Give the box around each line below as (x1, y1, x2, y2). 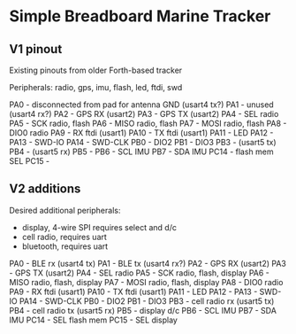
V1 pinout (9, 42, 63, 57)
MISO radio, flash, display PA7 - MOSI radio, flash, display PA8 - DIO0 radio (9, 276, 284, 287)
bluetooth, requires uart (21, 241, 109, 252)
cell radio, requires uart (21, 231, 108, 242)
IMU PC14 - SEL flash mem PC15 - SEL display (9, 315, 178, 325)
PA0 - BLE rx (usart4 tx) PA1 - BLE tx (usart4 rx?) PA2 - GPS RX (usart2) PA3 (9, 258, 287, 268)
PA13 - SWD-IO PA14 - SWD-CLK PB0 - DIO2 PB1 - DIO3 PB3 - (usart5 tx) (9, 137, 277, 147)
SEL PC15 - (9, 156, 50, 166)
